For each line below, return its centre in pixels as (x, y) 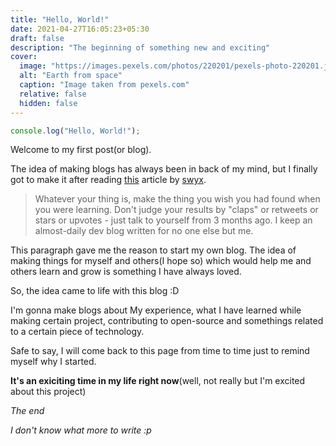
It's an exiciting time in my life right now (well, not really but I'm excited (158, 381)
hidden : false (48, 103)
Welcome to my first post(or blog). (81, 150)
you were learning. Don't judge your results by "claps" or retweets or (176, 210)
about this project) (48, 392)
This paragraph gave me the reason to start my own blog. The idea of (153, 250)
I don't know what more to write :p (81, 430)
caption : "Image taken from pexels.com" (104, 85)
